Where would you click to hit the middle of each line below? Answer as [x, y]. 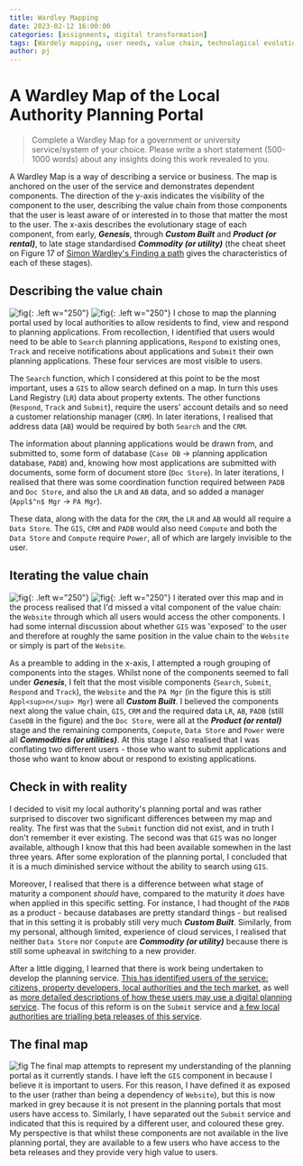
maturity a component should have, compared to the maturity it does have [147, 893]
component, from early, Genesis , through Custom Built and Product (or [143, 234]
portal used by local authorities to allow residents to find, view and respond [149, 322]
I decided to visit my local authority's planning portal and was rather [136, 809]
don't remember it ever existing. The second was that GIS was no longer [143, 837]
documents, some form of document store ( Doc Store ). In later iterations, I [147, 472]
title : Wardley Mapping [54, 18]
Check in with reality [69, 787]
